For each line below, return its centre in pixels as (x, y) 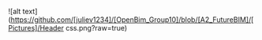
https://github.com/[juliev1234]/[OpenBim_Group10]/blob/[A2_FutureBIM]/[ (132, 20)
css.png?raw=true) (97, 28)
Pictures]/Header (36, 28)
